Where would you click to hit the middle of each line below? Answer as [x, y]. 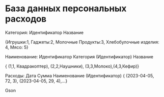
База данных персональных [66, 9]
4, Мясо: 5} [17, 47]
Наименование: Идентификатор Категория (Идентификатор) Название [79, 56]
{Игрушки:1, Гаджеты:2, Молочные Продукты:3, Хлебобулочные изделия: [82, 42]
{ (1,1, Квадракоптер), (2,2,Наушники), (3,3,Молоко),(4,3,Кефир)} [72, 66]
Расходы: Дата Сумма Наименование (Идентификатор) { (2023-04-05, [80, 75]
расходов [26, 19]
